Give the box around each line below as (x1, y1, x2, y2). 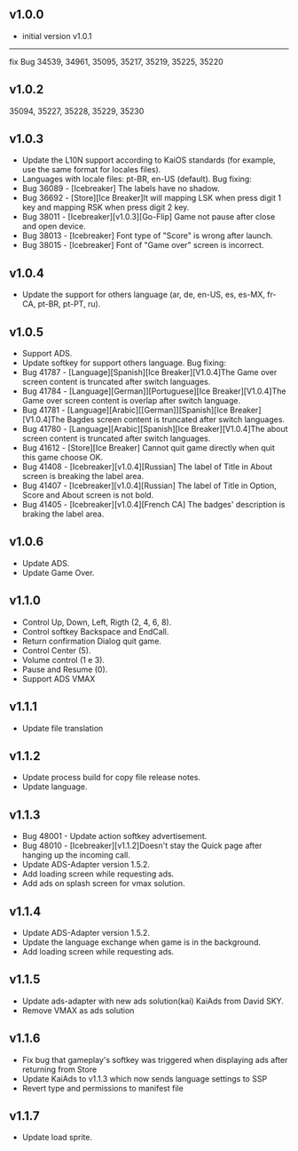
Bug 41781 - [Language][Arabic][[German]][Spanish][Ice (21, 404, 229, 416)
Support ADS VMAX (21, 673, 96, 683)
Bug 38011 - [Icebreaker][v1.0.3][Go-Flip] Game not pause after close (21, 212, 276, 222)
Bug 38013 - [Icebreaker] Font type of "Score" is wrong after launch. (21, 230, 273, 241)
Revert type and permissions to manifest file (21, 1083, 184, 1093)
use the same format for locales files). (21, 164, 161, 175)
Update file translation (21, 723, 104, 733)
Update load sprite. (21, 1132, 93, 1143)
